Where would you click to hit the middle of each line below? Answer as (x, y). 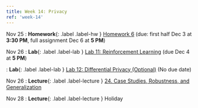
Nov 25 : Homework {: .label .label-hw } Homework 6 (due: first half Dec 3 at (99, 34)
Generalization (24, 87)
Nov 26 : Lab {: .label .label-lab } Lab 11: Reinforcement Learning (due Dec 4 (98, 51)
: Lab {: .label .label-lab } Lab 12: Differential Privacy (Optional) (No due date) (99, 69)
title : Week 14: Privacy (37, 12)
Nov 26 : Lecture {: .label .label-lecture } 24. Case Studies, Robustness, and (98, 81)
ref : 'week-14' (25, 17)
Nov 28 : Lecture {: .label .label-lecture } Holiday (64, 99)
